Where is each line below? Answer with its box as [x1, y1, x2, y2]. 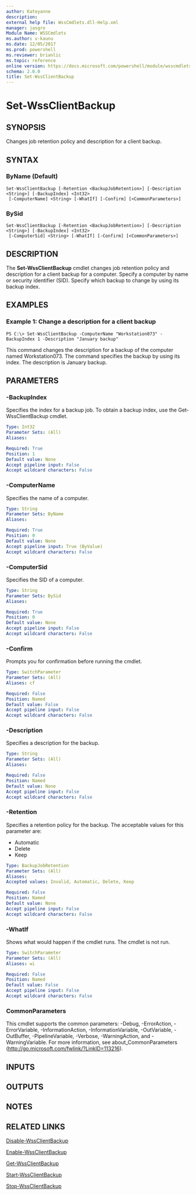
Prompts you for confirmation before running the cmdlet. [6, 658, 142, 665]
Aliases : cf [6, 680, 35, 686]
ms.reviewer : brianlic [6, 52, 61, 58]
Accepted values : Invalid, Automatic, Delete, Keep [6, 879, 134, 885]
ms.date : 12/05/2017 [6, 42, 57, 47]
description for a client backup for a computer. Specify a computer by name [6, 270, 188, 278]
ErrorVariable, [6, 1026, 40, 1033]
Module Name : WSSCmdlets [6, 30, 66, 36]
